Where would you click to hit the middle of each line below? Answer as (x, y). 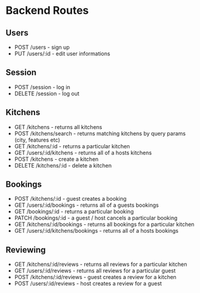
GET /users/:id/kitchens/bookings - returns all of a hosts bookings (96, 231)
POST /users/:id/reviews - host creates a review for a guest (88, 283)
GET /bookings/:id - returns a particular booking (74, 212)
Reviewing (26, 250)
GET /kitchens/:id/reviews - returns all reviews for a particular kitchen (101, 264)
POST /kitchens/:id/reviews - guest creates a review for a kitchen (95, 277)
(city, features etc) (37, 140)
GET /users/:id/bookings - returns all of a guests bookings (86, 205)
